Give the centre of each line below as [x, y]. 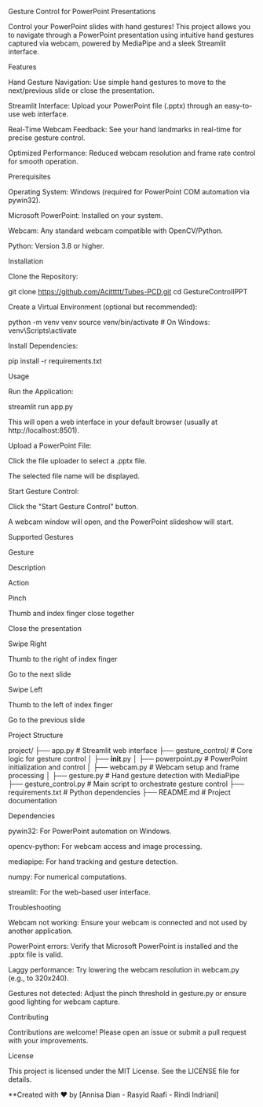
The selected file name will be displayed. [74, 476]
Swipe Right [27, 644]
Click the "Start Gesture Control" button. [73, 506]
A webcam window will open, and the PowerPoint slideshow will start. [121, 522]
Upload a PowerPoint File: [50, 445]
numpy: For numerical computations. [68, 877]
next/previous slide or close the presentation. [81, 90]
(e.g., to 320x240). [38, 978]
